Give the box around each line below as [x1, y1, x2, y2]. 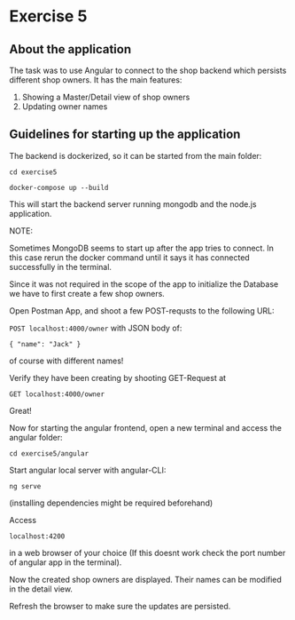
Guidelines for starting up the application [9, 127, 241, 142]
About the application [9, 42, 131, 57]
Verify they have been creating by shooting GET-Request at [9, 372, 227, 383]
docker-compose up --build [9, 183, 109, 192]
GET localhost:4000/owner [9, 389, 105, 399]
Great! [9, 405, 33, 416]
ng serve [9, 481, 42, 490]
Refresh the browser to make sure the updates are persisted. [9, 600, 231, 611]
